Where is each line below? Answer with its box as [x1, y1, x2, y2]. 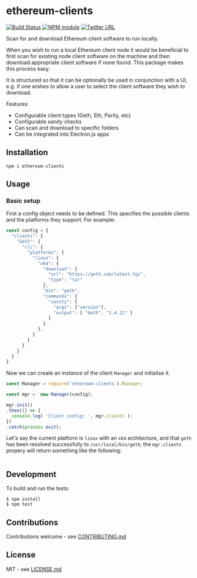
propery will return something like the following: [6, 447, 122, 454]
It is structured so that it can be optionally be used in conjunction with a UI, [6, 76, 188, 83]
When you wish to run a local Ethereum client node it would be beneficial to [6, 46, 189, 54]
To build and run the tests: [6, 485, 69, 492]
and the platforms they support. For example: [6, 216, 116, 223]
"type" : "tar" [48, 277, 83, 283]
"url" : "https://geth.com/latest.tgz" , [48, 272, 146, 278]
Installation [6, 148, 48, 158]
